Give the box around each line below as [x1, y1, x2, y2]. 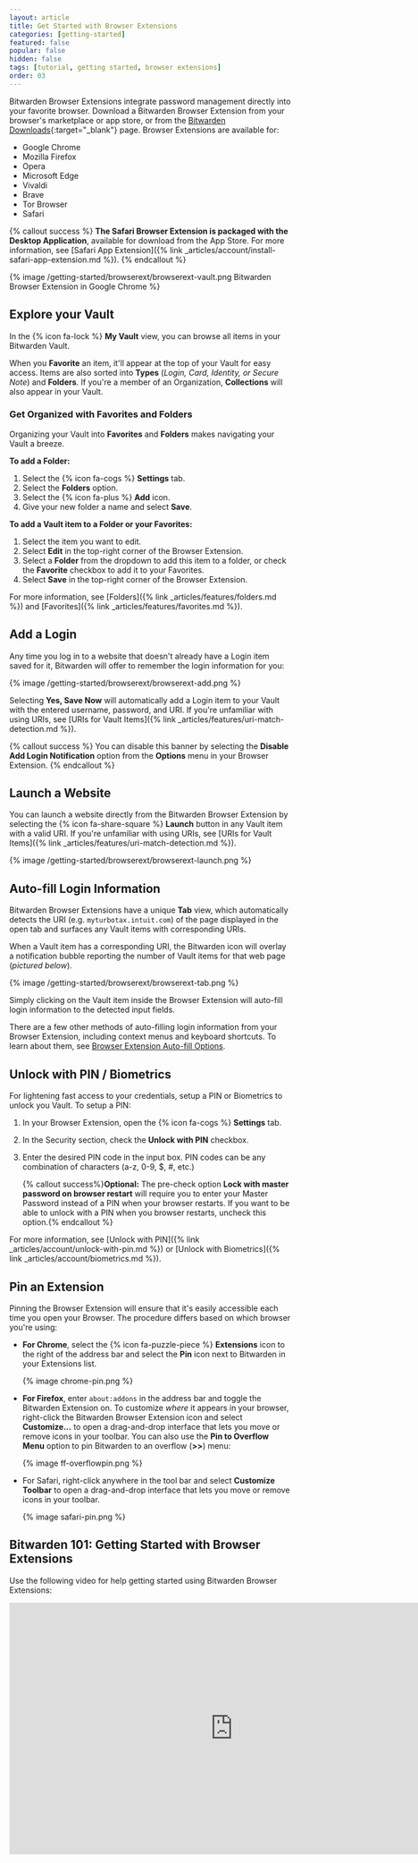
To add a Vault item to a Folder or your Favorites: [9, 518, 193, 529]
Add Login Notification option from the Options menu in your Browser [9, 750, 270, 761]
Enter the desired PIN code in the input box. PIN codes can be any [21, 1152, 266, 1163]
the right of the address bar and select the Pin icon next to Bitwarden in [21, 1348, 286, 1359]
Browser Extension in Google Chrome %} [9, 281, 161, 292]
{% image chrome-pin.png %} [21, 1375, 134, 1386]
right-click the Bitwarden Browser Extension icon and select [21, 1411, 243, 1423]
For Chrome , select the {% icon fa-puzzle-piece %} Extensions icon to [21, 1339, 286, 1349]
